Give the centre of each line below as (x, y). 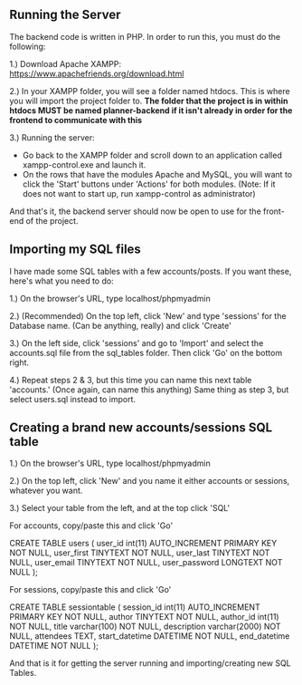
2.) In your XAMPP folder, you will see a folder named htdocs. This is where (150, 91)
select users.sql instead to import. (73, 399)
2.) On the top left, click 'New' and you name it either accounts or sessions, (150, 481)
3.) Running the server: (52, 137)
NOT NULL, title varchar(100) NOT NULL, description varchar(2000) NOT (146, 627)
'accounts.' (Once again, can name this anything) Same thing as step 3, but (149, 390)
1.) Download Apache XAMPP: (66, 63)
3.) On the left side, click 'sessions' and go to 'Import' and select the (137, 342)
